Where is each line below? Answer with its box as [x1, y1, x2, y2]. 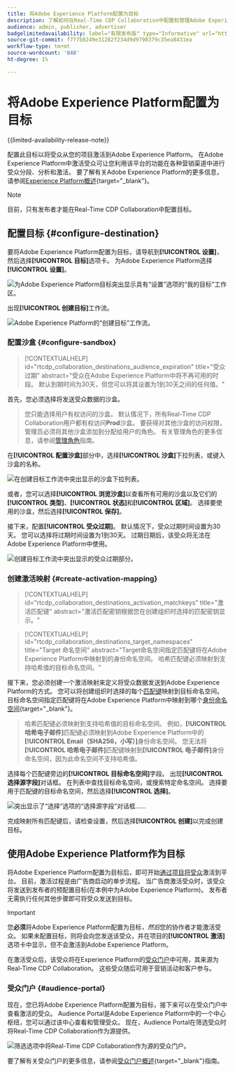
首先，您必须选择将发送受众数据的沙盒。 [7, 394, 124, 403]
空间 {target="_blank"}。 [7, 704, 77, 713]
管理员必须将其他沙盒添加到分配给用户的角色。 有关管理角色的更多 [24, 427, 217, 436]
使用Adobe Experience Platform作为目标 [7, 848, 185, 860]
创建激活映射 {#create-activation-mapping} [7, 573, 158, 583]
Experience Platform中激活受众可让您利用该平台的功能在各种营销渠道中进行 [7, 159, 225, 167]
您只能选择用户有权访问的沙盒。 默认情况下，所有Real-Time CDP [24, 410, 211, 418]
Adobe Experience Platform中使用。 [7, 540, 111, 548]
